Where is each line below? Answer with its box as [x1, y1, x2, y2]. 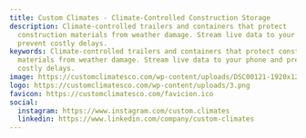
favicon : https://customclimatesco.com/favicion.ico [9, 89, 214, 98]
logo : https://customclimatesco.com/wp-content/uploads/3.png [9, 81, 250, 90]
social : [9, 97, 39, 107]
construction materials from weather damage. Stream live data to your [17, 30, 296, 39]
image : [9, 73, 35, 82]
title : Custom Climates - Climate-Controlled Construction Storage [9, 13, 271, 23]
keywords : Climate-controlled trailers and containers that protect [9, 47, 275, 56]
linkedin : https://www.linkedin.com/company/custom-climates [17, 114, 255, 123]
